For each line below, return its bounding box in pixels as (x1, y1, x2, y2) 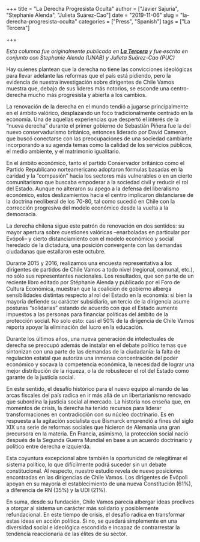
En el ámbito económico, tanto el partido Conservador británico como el (6, 160, 185, 166)
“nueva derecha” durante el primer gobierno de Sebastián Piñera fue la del (6, 122, 191, 129)
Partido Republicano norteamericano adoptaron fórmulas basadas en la (6, 166, 183, 173)
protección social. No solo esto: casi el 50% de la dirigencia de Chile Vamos (6, 317, 195, 324)
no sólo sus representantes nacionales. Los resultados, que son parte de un (6, 272, 194, 279)
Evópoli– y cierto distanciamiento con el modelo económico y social (6, 235, 174, 242)
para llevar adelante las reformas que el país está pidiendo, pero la (6, 72, 171, 79)
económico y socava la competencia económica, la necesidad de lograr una (6, 361, 195, 368)
